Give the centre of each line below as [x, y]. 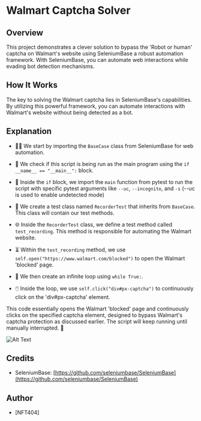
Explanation [29, 131]
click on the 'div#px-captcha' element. [62, 297]
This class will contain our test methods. [65, 213]
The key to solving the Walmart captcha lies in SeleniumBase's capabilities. [99, 99]
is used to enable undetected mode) [60, 195]
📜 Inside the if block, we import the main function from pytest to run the [104, 182]
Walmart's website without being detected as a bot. [70, 112]
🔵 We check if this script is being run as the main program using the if [102, 164]
